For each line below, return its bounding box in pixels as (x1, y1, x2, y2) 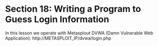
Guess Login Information (5, 14, 109, 25)
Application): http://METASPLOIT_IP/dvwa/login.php (5, 35, 112, 41)
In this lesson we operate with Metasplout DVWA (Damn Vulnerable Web (5, 30, 154, 36)
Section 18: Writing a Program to (5, 3, 141, 15)
